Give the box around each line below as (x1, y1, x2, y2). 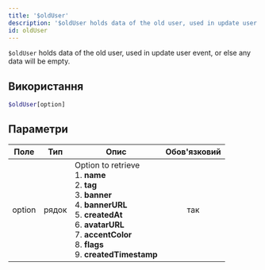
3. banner (75, 189, 113, 200)
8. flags (75, 239, 105, 250)
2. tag (75, 179, 98, 191)
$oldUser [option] (8, 101, 66, 109)
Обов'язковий (165, 146, 221, 157)
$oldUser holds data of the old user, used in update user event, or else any (8, 48, 252, 58)
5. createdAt (75, 209, 123, 220)
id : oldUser (8, 26, 48, 34)
